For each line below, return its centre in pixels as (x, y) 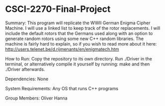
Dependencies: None (27, 79)
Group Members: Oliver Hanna (37, 98)
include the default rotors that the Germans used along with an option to (79, 33)
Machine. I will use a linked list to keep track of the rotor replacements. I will (83, 28)
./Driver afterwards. (25, 69)
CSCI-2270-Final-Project (58, 9)
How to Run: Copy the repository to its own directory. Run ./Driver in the (79, 58)
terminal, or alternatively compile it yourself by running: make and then (78, 64)
